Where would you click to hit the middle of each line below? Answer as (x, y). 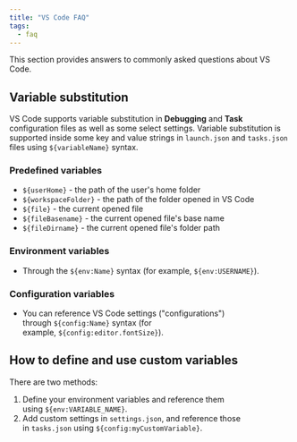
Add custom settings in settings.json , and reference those (132, 418)
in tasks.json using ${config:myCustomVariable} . (112, 428)
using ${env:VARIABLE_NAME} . (75, 409)
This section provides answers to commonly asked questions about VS (140, 60)
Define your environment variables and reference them (123, 399)
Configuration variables (62, 293)
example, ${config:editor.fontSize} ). (93, 333)
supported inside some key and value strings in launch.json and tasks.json (148, 138)
